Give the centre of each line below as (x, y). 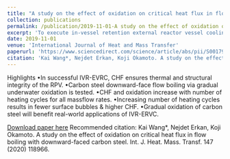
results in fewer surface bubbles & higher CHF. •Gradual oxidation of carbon (115, 106)
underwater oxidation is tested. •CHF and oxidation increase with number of (115, 92)
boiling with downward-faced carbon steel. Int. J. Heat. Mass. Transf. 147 (110, 142)
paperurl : (21, 52)
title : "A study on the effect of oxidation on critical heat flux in (110, 13)
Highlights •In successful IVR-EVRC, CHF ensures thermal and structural (110, 77)
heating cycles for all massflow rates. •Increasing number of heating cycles (114, 99)
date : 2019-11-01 (32, 39)
